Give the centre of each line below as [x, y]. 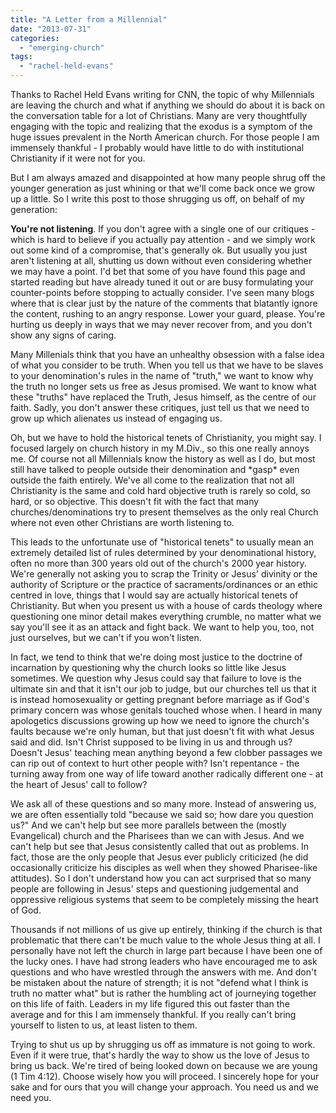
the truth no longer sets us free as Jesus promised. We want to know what [163, 386]
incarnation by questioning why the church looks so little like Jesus [148, 667]
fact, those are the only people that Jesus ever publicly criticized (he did [159, 857]
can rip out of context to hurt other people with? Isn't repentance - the [155, 763]
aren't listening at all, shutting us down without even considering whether [161, 260]
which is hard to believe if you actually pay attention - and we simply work [163, 239]
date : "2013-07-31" [51, 29]
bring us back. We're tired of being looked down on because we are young [164, 1065]
